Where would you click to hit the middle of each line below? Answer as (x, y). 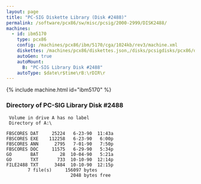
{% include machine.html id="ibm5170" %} (59, 90)
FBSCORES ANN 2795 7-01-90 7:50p (60, 144)
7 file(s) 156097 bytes (63, 170)
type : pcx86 (32, 39)
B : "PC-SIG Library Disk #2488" (62, 67)
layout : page (22, 12)
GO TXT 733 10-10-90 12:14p (60, 160)
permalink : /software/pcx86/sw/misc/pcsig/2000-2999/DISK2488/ (87, 23)
